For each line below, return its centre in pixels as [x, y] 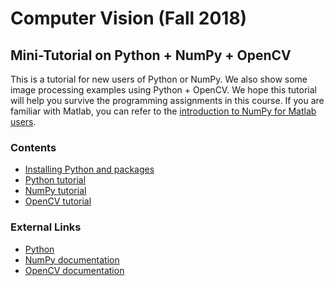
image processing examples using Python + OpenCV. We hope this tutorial [163, 90]
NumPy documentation [72, 259]
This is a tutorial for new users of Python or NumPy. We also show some [159, 79]
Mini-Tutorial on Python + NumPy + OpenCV [151, 55]
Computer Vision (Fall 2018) [129, 18]
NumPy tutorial [55, 191]
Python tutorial [55, 180]
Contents [33, 147]
